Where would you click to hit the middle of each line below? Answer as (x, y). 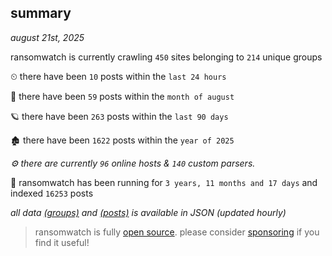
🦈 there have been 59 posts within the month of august (122, 96)
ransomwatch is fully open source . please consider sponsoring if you (177, 232)
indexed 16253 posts (52, 193)
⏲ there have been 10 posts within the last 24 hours (118, 76)
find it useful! (62, 242)
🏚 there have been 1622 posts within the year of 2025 (122, 140)
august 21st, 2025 (47, 37)
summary (41, 13)
